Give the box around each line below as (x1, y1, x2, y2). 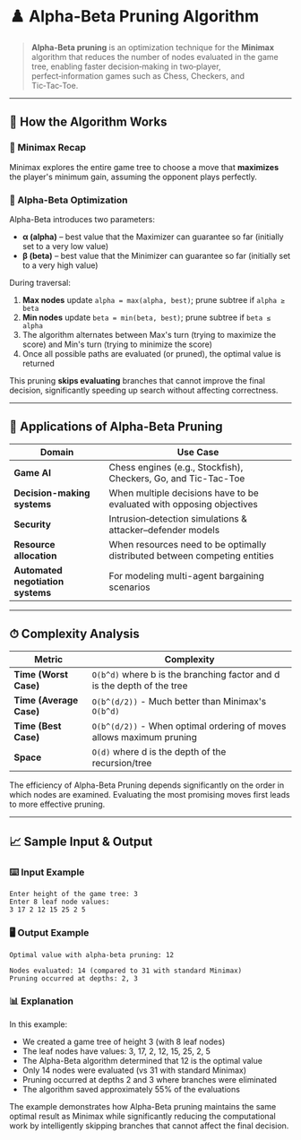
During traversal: (9, 277, 72, 288)
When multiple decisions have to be (108, 487, 259, 499)
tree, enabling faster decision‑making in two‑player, (30, 61, 221, 72)
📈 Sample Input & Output (9, 833, 153, 849)
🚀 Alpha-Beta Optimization (9, 194, 128, 206)
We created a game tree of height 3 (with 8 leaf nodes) (21, 1036, 226, 1047)
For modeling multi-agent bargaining (108, 569, 264, 582)
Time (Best (13, 720, 62, 732)
